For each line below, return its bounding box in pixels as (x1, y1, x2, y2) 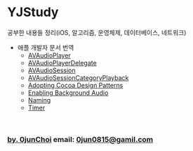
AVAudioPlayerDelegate (27, 58, 97, 67)
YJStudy (7, 4, 59, 20)
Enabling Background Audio (27, 88, 109, 97)
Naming (27, 96, 51, 104)
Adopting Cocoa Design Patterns (27, 81, 124, 89)
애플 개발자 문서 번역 (17, 43, 74, 51)
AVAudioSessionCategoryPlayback (27, 73, 129, 81)
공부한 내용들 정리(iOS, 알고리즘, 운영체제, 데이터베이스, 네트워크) (7, 28, 187, 37)
